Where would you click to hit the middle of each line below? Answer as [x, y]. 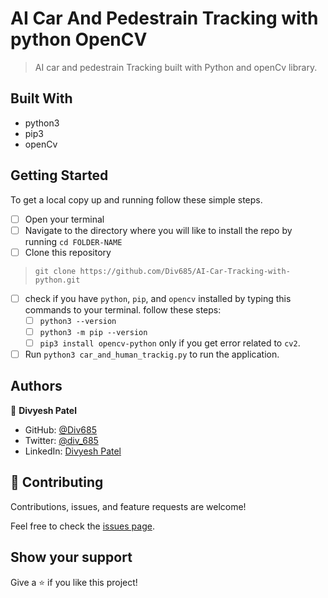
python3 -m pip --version [93, 332]
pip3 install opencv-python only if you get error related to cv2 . [170, 343]
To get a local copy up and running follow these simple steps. [136, 199]
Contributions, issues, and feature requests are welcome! [128, 506]
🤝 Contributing [57, 482]
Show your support [71, 557]
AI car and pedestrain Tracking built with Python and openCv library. [176, 67]
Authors [36, 386]
